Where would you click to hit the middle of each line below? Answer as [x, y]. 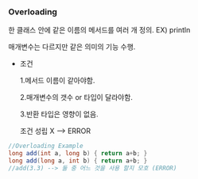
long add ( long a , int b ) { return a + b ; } [78, 161]
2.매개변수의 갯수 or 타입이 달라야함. [76, 97]
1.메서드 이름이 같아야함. [57, 81]
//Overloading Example [46, 146]
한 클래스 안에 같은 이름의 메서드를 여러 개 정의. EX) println [99, 30]
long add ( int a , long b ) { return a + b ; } [78, 154]
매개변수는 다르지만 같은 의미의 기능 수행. [72, 47]
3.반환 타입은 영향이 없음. [59, 114]
